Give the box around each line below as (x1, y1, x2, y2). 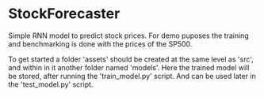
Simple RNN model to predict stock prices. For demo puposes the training (8, 31, 250, 40)
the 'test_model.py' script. (8, 80, 94, 89)
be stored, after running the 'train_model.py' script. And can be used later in (8, 71, 256, 80)
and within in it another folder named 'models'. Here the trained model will (8, 62, 250, 72)
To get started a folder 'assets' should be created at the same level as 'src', (8, 54, 254, 64)
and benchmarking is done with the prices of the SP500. (8, 39, 193, 48)
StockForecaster (8, 5, 121, 23)
